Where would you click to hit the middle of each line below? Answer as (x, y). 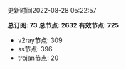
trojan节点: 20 (38, 58)
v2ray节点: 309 (40, 40)
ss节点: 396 (35, 49)
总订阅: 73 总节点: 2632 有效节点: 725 (63, 25)
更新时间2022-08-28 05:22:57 (52, 10)
